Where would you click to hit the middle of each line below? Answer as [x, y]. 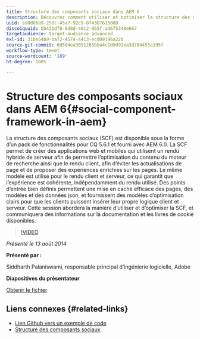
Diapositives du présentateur [43, 279]
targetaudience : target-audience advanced [60, 34]
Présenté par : [24, 255]
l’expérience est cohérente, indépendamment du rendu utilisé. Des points [96, 183]
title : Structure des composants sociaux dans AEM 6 [73, 12]
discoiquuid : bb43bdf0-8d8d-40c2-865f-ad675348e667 [71, 28]
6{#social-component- [118, 109]
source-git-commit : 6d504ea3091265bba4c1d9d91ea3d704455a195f [85, 45]
